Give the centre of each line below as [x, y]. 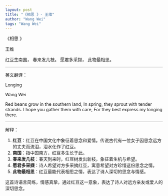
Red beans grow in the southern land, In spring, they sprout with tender [79, 104]
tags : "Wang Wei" [23, 24]
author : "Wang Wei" [25, 19]
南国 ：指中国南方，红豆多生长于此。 [50, 153]
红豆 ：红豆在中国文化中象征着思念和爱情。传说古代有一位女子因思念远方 [87, 141]
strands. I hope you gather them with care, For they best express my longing [84, 110]
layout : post [19, 10]
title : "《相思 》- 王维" [30, 14]
